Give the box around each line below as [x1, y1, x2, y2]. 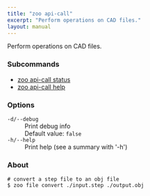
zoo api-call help [17, 83, 66, 91]
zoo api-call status [17, 75, 71, 83]
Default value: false [24, 129, 82, 138]
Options [7, 100, 35, 110]
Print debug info [24, 122, 71, 130]
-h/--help [7, 136, 36, 143]
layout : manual [7, 23, 51, 30]
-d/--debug [7, 115, 39, 122]
